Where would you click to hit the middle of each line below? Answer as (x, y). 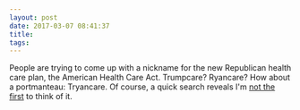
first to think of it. (41, 97)
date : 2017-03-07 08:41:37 (60, 26)
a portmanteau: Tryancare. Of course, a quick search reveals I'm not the (142, 87)
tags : (19, 42)
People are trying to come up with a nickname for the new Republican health (150, 68)
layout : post (34, 17)
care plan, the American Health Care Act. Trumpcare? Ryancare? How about (150, 78)
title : (21, 34)
